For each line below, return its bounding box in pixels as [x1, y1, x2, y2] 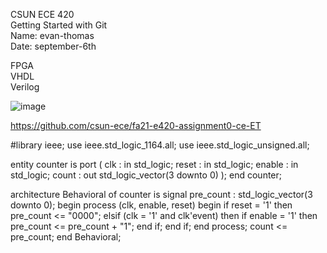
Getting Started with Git [10, 19, 108, 31]
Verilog [10, 81, 40, 93]
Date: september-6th [10, 40, 97, 52]
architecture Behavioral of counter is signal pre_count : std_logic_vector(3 [10, 189, 313, 200]
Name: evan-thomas [10, 30, 95, 41]
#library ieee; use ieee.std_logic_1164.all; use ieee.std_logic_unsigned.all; [10, 139, 310, 151]
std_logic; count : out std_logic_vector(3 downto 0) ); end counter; [10, 169, 283, 181]
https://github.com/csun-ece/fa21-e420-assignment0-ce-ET [10, 120, 262, 131]
